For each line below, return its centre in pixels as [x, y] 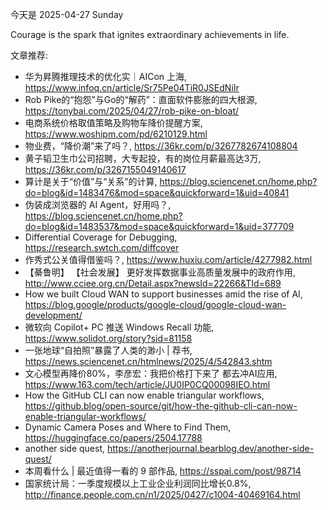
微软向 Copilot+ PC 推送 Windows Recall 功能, [119, 327]
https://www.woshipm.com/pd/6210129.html [116, 134]
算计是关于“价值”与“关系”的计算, [91, 181]
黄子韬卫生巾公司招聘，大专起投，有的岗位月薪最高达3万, [143, 158]
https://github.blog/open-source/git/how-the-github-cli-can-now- [161, 406]
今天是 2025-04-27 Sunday [67, 14]
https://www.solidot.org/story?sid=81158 [108, 338]
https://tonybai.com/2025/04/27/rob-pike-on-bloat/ [132, 111]
